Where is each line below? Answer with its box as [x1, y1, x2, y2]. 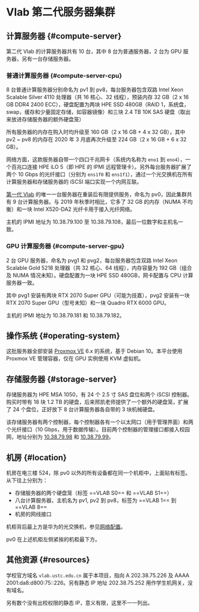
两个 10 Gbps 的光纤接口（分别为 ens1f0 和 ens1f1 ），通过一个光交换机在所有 [6, 171, 193, 178]
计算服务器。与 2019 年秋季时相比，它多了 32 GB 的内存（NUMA [23, 198, 181, 206]
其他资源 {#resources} [6, 555, 90, 565]
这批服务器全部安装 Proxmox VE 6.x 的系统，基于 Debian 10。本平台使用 [6, 348, 183, 355]
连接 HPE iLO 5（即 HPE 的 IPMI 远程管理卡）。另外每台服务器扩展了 [26, 163, 192, 171]
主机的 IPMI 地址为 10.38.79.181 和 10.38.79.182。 [6, 311, 125, 318]
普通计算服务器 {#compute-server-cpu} [6, 71, 122, 80]
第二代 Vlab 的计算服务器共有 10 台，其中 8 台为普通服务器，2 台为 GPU [6, 48, 182, 55]
